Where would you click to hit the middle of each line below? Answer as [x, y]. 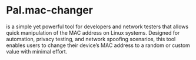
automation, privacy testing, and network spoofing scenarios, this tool [91, 39]
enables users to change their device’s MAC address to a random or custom [98, 45]
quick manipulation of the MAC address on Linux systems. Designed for [93, 32]
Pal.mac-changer [49, 10]
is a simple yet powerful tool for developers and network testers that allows [97, 26]
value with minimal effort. [37, 51]
